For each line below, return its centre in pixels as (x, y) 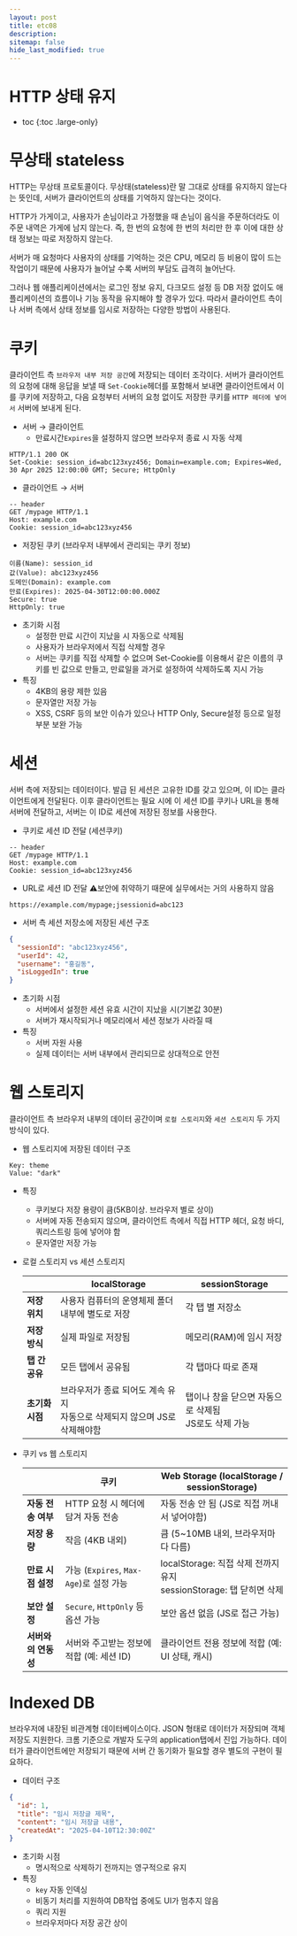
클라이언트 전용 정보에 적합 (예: (221, 1643)
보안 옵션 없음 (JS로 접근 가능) (220, 1614)
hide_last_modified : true (57, 50)
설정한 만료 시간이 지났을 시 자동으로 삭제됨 (109, 636)
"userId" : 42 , (43, 956)
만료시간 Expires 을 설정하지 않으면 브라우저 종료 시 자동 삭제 (139, 437)
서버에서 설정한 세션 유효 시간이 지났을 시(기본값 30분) (129, 1009)
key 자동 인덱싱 (61, 1890)
